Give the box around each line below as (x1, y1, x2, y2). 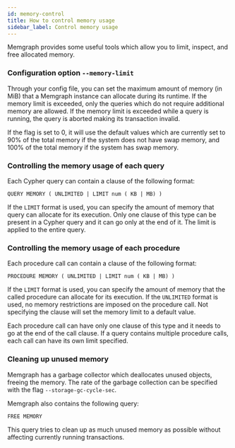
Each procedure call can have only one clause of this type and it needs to (7, 321, 221, 330)
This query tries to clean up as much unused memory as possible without (7, 425, 221, 434)
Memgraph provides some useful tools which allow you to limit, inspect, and (7, 43, 228, 52)
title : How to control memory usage (7, 17, 115, 24)
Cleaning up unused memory (7, 355, 109, 364)
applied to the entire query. (7, 225, 86, 234)
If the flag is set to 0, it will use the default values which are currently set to (7, 128, 226, 137)
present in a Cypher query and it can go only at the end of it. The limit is (7, 217, 217, 226)
